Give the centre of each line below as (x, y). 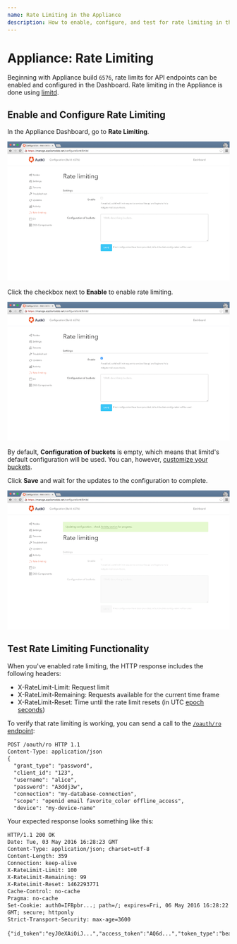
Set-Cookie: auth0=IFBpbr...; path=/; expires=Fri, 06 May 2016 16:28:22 (118, 905)
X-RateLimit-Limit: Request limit (63, 687)
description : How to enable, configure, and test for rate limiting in (115, 22)
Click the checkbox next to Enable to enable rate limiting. (90, 292)
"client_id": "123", (44, 773)
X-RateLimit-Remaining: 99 (47, 877)
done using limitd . (33, 92)
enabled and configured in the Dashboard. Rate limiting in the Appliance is (115, 85)
